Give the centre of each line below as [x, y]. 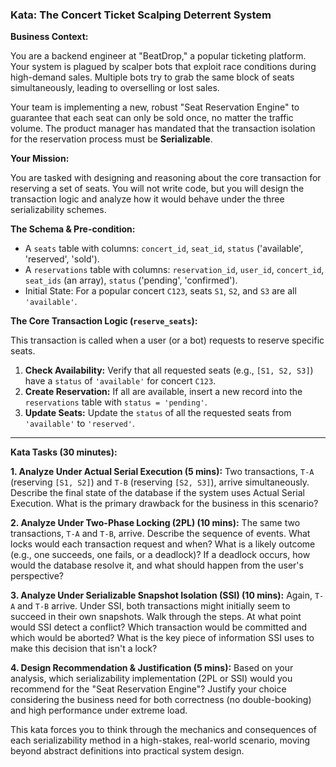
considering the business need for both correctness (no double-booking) [161, 700]
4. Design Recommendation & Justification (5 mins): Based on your [152, 668]
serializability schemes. [58, 210]
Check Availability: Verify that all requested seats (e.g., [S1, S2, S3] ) [169, 370]
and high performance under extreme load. [99, 710]
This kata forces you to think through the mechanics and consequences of [163, 730]
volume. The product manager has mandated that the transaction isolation [163, 129]
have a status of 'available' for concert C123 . [120, 381]
